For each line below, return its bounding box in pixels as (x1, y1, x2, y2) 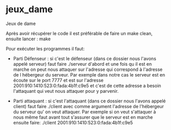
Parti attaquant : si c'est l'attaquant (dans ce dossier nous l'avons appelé (13, 98, 166, 104)
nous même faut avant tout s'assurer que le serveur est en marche (13, 114, 153, 120)
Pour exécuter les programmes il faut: (6, 45, 85, 51)
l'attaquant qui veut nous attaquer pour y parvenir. (13, 88, 119, 94)
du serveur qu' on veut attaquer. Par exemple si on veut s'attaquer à (13, 109, 156, 115)
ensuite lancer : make (6, 36, 51, 42)
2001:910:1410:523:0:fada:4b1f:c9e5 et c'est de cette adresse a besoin (13, 83, 161, 89)
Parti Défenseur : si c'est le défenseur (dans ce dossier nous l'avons (13, 55, 157, 62)
